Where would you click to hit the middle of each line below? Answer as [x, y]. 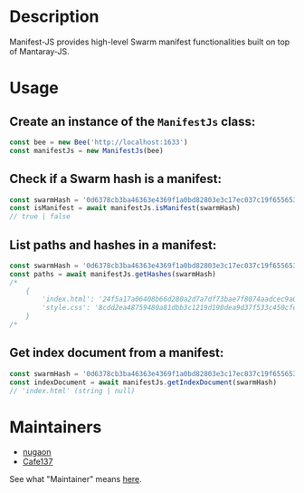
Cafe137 [38, 462]
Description [54, 17]
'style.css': [66, 308]
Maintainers [56, 427]
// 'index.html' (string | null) [72, 391]
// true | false [40, 217]
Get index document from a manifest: [117, 353]
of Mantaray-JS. [39, 51]
